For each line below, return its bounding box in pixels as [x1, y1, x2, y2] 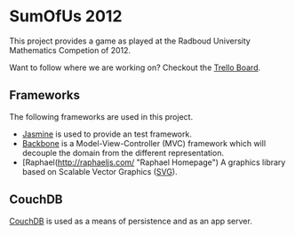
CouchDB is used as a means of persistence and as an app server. [9, 215, 253, 226]
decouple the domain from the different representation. [21, 147, 225, 158]
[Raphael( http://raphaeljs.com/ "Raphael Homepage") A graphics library [21, 157, 286, 168]
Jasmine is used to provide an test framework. [21, 129, 193, 139]
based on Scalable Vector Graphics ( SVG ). [21, 166, 178, 176]
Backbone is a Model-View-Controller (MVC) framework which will [21, 137, 267, 148]
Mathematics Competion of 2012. [9, 44, 132, 55]
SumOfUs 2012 [9, 6, 123, 27]
